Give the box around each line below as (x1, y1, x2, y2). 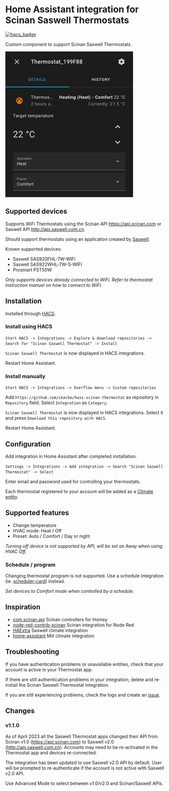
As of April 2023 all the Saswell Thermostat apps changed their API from (5, 733, 158, 739)
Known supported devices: (5, 246, 62, 252)
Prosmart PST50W (12, 267, 52, 273)
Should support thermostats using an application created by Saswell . (5, 236, 151, 242)
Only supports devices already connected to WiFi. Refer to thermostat (5, 276, 153, 283)
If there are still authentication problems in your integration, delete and (5, 676, 154, 683)
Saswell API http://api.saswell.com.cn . (5, 226, 86, 232)
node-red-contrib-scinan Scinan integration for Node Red (12, 622, 134, 628)
